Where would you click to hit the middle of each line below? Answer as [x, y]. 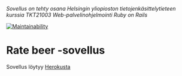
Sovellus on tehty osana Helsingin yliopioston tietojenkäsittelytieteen [91, 9]
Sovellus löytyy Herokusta [38, 66]
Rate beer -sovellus [56, 50]
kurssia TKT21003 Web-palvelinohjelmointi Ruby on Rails [77, 15]
